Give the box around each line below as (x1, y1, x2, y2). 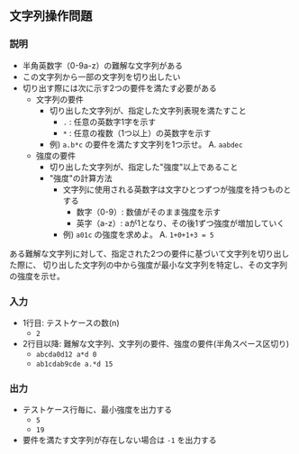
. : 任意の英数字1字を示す (62, 116, 156, 127)
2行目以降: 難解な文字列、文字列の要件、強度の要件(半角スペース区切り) (22, 338, 290, 349)
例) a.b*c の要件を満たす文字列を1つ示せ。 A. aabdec (49, 139, 243, 150)
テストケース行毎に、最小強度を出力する (22, 404, 173, 415)
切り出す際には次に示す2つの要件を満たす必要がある (22, 82, 218, 93)
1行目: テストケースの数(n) (22, 317, 120, 328)
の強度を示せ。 (9, 270, 65, 281)
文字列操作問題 (9, 8, 93, 24)
